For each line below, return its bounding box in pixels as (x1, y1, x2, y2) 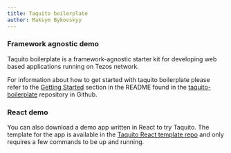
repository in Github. (39, 90, 98, 99)
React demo (7, 108, 48, 117)
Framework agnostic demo (7, 39, 99, 49)
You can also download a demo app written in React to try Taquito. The (7, 123, 210, 132)
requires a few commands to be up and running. (7, 138, 145, 146)
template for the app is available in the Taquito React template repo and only (7, 130, 225, 139)
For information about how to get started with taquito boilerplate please (7, 75, 210, 83)
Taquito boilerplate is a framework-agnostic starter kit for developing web (7, 54, 217, 63)
